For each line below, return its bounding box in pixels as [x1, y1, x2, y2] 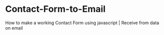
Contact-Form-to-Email [5, 3, 106, 15]
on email [5, 25, 23, 31]
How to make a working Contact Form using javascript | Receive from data [5, 20, 159, 26]
